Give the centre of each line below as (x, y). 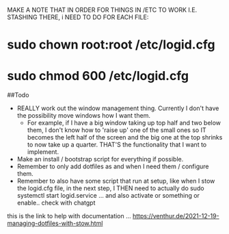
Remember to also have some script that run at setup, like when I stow (116, 181)
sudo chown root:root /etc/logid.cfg (111, 45)
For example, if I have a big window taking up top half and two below (124, 123)
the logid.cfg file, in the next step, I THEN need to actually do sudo (110, 188)
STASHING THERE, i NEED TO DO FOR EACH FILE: (78, 17)
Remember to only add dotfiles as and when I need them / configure (113, 166)
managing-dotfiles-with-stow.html (55, 223)
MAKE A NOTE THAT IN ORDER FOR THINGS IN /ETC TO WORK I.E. (102, 10)
